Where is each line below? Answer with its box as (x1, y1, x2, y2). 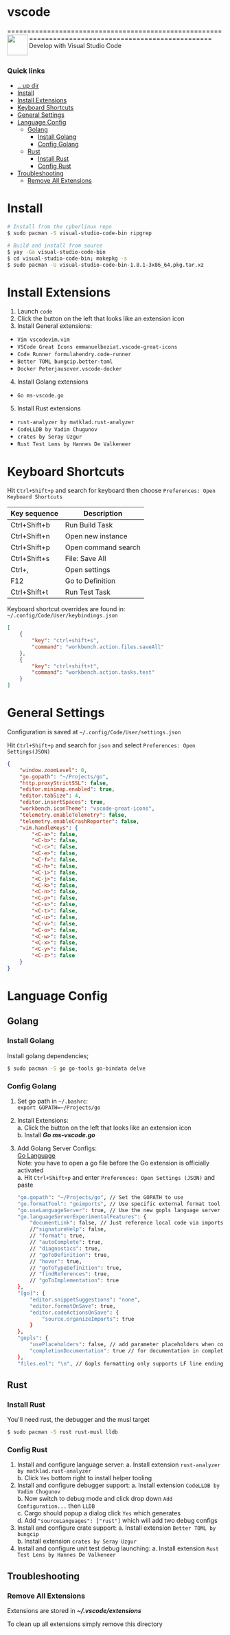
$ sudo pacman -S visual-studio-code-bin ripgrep (7, 230, 152, 237)
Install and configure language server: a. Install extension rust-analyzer (16, 1460, 221, 1469)
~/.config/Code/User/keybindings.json (7, 613, 118, 619)
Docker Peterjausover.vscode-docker (16, 366, 122, 373)
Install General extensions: (16, 322, 93, 330)
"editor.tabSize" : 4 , (19, 792, 81, 800)
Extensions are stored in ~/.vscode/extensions (7, 1607, 142, 1615)
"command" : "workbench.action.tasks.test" (32, 669, 155, 676)
